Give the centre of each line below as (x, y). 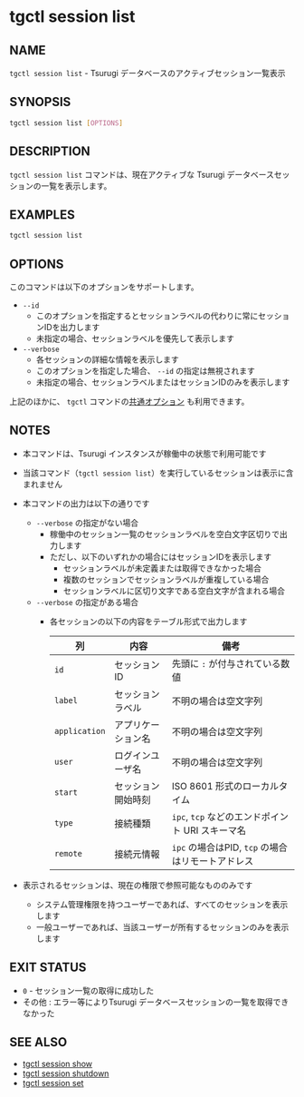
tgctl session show (57, 1064)
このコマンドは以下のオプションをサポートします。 (104, 287)
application (80, 731)
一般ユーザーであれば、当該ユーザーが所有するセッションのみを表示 (162, 926)
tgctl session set (53, 1083)
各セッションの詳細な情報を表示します (107, 359)
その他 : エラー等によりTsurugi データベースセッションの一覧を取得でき (156, 1002)
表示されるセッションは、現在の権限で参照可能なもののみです (138, 885)
